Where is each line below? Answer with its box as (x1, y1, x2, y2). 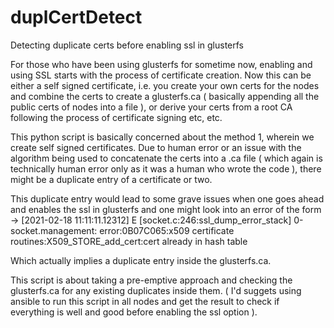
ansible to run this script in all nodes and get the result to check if (10, 295, 280, 307)
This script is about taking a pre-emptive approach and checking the (10, 274, 293, 286)
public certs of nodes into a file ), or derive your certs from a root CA (10, 101, 293, 113)
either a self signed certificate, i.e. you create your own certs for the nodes (10, 79, 320, 91)
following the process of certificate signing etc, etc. (10, 111, 223, 123)
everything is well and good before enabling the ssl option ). (10, 306, 258, 318)
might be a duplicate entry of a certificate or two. (10, 173, 213, 185)
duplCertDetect (10, 6, 143, 29)
